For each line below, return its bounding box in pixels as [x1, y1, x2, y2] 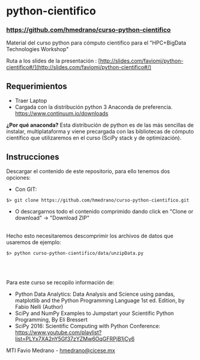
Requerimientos [6, 81, 67, 91]
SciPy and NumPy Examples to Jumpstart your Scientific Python [14, 310, 174, 317]
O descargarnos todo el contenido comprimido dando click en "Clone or [14, 208, 194, 215]
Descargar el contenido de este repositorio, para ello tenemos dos [6, 168, 170, 175]
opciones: [6, 174, 31, 182]
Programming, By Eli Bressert [14, 316, 88, 323]
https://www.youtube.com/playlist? [14, 329, 102, 336]
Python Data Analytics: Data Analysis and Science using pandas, [14, 290, 175, 298]
